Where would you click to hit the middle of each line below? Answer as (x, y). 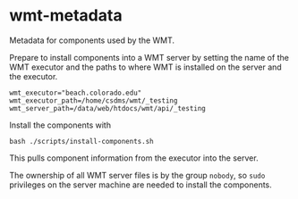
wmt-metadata (66, 16)
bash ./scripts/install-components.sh (81, 141)
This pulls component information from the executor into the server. (134, 158)
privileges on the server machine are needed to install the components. (141, 185)
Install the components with (60, 125)
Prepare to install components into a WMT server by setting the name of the (149, 57)
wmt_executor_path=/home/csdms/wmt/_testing (94, 100)
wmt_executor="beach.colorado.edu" (76, 93)
